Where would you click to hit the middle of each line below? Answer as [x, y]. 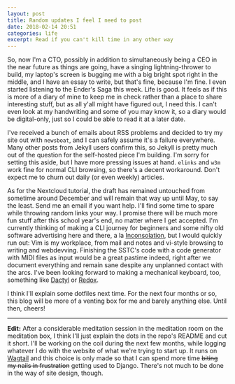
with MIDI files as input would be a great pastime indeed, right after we [109, 258]
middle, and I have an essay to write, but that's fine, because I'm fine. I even [117, 82]
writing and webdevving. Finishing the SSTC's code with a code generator [114, 250]
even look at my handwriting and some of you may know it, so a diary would [117, 112]
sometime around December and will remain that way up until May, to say [113, 198]
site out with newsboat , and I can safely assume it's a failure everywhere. [111, 140]
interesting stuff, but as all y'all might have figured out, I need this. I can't [112, 104]
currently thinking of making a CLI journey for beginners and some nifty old [115, 228]
